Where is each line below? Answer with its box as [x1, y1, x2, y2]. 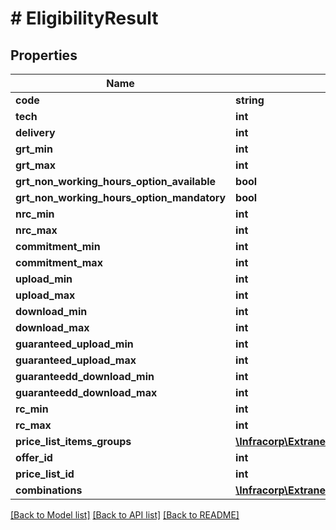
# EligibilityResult [10, 7, 159, 30]
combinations [15, 483, 83, 497]
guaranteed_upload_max [15, 353, 137, 367]
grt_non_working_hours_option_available [15, 175, 217, 188]
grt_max [15, 158, 57, 172]
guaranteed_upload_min [15, 337, 134, 351]
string [235, 93, 265, 107]
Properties [10, 47, 78, 64]
